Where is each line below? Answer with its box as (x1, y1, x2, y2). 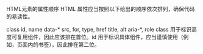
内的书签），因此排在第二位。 (27, 41, 100, 48)
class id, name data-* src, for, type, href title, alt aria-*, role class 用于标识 (6, 26, 192, 33)
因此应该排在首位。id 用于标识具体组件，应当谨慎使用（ (43, 33, 183, 41)
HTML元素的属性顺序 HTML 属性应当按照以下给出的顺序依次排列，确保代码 (6, 5, 195, 12)
